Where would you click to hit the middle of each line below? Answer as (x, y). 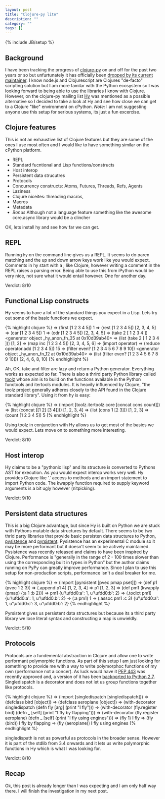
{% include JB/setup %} (30, 42)
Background (24, 58)
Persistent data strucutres (39, 175)
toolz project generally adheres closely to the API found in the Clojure (76, 390)
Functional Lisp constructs (47, 301)
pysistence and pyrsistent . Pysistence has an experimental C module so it (80, 541)
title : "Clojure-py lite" (32, 14)
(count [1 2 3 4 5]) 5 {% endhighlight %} (46, 415)
